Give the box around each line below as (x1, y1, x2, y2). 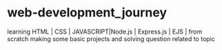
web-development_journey (7, 5, 168, 21)
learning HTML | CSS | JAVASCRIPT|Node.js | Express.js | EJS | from (7, 27, 202, 36)
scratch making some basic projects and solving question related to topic (7, 34, 215, 42)
